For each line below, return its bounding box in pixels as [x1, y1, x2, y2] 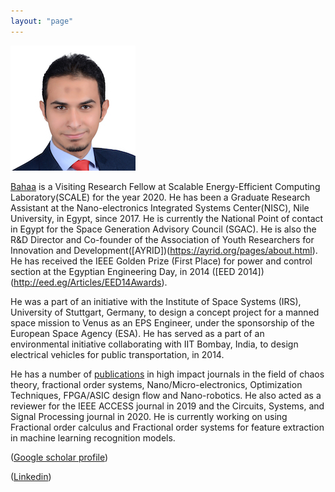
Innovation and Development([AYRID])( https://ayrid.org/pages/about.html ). [10, 244, 318, 256]
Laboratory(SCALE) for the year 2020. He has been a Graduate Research [10, 191, 311, 203]
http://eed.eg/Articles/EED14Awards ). [13, 276, 168, 288]
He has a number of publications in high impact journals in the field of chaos [10, 368, 325, 380]
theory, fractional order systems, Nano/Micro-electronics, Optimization [10, 378, 303, 390]
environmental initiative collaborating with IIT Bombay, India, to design [10, 338, 299, 350]
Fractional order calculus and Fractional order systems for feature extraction [10, 421, 325, 433]
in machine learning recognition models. [10, 431, 176, 444]
